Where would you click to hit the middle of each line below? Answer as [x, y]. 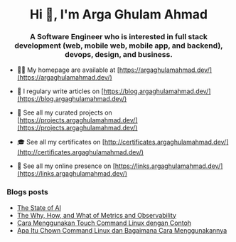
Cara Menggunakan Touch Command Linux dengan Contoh [104, 223]
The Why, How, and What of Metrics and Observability [97, 215]
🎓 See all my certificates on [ [61, 142]
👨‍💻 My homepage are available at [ [68, 70]
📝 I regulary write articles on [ [60, 91]
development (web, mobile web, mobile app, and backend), [119, 46]
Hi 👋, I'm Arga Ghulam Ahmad [119, 15]
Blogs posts [28, 192]
